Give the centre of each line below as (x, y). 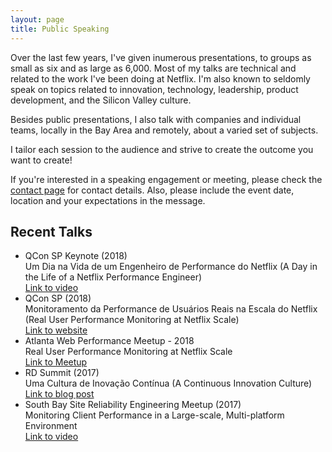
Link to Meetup (56, 362)
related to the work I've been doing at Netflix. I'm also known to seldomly (160, 78)
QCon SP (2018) (58, 298)
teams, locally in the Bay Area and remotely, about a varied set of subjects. (164, 130)
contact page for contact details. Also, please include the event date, (152, 190)
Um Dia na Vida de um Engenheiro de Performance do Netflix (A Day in (171, 267)
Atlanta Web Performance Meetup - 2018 (109, 341)
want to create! (41, 160)
